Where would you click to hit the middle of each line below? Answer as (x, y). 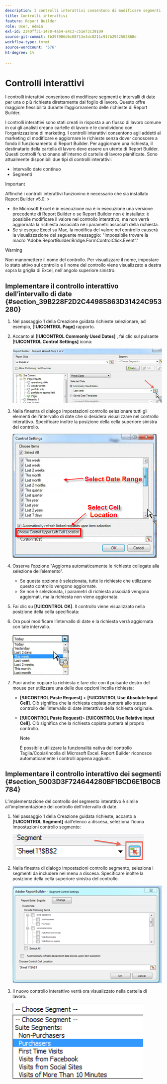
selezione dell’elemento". (38, 571)
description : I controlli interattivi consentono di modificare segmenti (83, 10)
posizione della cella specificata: (46, 612)
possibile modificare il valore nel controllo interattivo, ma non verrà (81, 219)
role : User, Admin (24, 26)
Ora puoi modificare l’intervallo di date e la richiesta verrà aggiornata (83, 621)
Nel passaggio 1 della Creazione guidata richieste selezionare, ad (79, 321)
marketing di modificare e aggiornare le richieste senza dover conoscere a (82, 138)
